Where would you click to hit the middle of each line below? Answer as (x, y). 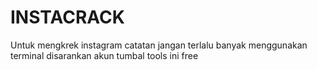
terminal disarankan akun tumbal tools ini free (104, 55)
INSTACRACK (67, 17)
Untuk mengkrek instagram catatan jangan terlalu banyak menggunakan (159, 45)
